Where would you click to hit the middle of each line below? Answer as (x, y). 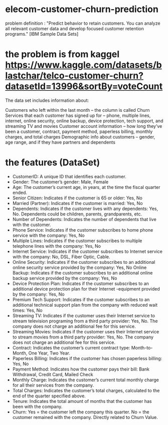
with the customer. (32, 225)
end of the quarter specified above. (49, 396)
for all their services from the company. (53, 385)
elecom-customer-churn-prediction (82, 9)
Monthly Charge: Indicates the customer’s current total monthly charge (86, 380)
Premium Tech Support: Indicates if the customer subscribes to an (81, 299)
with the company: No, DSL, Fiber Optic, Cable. (61, 257)
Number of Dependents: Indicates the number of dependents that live (84, 219)
